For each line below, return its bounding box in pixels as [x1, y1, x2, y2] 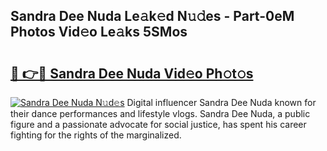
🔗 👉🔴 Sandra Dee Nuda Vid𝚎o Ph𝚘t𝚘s [10, 65, 254, 82]
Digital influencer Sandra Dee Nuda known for [126, 97, 317, 108]
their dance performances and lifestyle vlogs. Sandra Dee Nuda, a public [10, 108, 311, 119]
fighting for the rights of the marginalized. [10, 129, 182, 141]
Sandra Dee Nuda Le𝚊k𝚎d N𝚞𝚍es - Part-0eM [10, 8, 295, 25]
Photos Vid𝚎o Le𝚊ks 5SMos [10, 24, 188, 41]
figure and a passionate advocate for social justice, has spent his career [10, 119, 307, 130]
